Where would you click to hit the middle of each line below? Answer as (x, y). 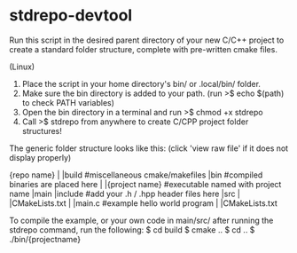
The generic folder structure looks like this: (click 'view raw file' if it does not (149, 148)
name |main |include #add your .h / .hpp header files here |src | (125, 194)
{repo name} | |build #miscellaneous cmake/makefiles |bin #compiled (136, 175)
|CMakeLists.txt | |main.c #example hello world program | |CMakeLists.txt (143, 203)
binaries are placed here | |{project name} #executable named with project (145, 184)
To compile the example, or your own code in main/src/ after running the (141, 220)
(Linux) (22, 67)
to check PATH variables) (68, 102)
